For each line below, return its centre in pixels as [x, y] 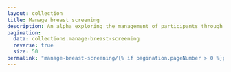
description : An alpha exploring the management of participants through [115, 26]
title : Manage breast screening [53, 20]
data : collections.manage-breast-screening [76, 39]
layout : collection [35, 13]
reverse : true [33, 45]
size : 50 [26, 52]
